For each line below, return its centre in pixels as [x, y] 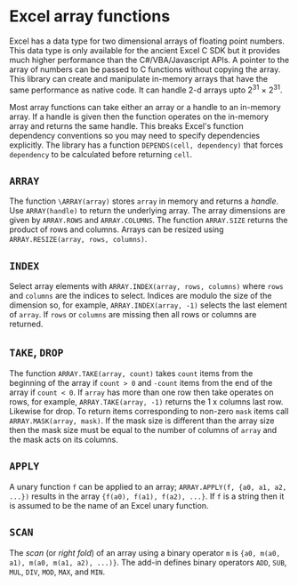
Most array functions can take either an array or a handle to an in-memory [145, 107]
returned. [26, 324]
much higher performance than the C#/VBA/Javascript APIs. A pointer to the [149, 60]
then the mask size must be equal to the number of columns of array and [143, 430]
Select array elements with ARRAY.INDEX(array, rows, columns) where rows [146, 286]
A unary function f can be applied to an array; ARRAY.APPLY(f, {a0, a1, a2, [148, 486]
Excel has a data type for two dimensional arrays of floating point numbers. [147, 41]
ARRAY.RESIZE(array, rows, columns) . [78, 239]
